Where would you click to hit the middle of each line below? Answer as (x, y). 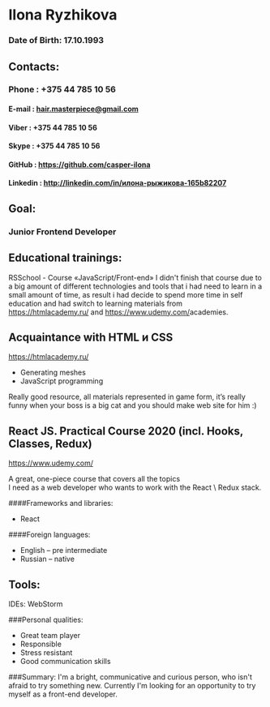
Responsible (41, 644)
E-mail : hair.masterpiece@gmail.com (74, 109)
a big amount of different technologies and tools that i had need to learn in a (135, 286)
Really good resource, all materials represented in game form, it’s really (127, 397)
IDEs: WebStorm (36, 604)
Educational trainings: (65, 258)
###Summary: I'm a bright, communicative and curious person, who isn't (131, 677)
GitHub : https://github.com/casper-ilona (79, 165)
